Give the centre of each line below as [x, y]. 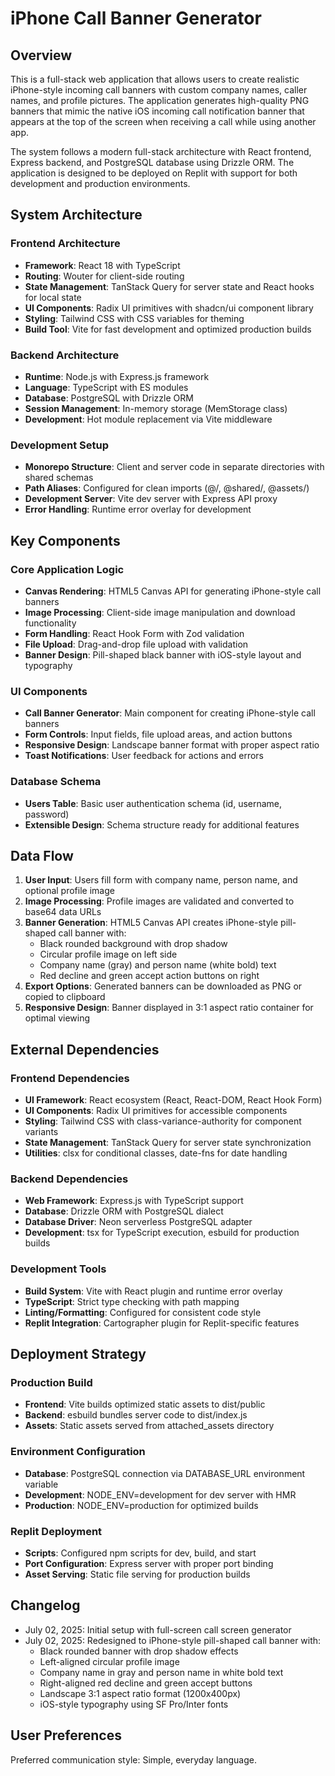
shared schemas [59, 478]
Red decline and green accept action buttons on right [149, 976]
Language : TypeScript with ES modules [106, 387]
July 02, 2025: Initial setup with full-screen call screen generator [158, 1629]
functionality [50, 623]
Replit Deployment [56, 1531]
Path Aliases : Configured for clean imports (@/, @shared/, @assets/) [167, 488]
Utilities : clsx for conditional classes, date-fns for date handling [156, 1153]
